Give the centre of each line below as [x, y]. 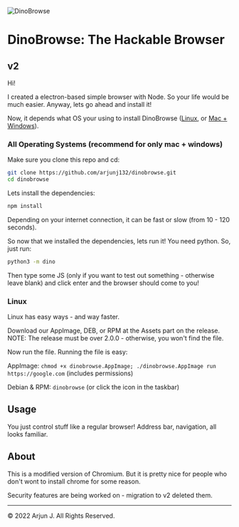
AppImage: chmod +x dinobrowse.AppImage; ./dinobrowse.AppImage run [112, 366]
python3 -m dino [31, 261]
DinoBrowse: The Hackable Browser [116, 40]
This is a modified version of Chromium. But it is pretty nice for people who [117, 474]
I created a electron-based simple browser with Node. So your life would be [118, 97]
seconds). [22, 227]
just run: [20, 249]
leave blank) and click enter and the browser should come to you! [103, 283]
